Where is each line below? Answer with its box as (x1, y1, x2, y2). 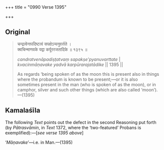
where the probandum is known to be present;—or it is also (17, 76, 138, 82)
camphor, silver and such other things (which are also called (17, 87, 140, 92)
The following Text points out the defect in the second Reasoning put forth (5, 119, 157, 125)
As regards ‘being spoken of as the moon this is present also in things (17, 71, 160, 77)
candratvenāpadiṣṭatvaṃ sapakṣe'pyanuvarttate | (17, 56, 121, 62)
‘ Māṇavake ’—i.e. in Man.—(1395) (5, 139, 73, 145)
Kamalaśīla (5, 106, 41, 115)
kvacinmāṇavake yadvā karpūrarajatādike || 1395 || (17, 61, 123, 67)
